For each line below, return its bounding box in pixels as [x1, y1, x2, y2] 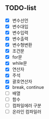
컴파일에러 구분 [12, 102, 42, 108]
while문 [12, 60, 27, 66]
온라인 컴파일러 [12, 108, 42, 114]
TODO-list [5, 4, 37, 12]
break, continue [12, 84, 44, 90]
